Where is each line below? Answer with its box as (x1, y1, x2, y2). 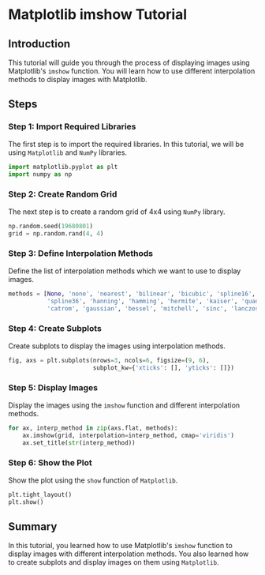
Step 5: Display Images (8, 382, 99, 393)
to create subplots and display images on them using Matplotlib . (8, 558, 219, 567)
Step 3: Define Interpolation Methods (8, 248, 154, 259)
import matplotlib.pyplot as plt (8, 163, 118, 171)
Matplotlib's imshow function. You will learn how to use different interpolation (8, 66, 256, 76)
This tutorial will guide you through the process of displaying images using (8, 58, 250, 67)
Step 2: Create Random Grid (8, 189, 118, 200)
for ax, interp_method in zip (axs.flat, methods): (8, 424, 178, 432)
